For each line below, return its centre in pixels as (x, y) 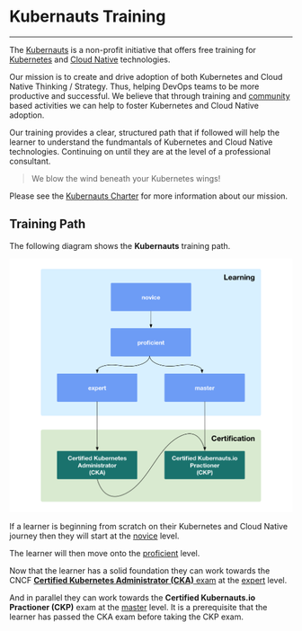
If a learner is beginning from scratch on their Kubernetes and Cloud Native (149, 526)
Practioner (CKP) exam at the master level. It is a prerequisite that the (138, 607)
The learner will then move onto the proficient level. (105, 553)
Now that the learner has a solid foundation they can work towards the (140, 570)
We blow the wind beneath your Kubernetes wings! (126, 178)
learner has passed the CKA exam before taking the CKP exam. (127, 617)
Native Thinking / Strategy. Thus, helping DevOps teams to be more (134, 86)
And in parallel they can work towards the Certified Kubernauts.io (133, 597)
